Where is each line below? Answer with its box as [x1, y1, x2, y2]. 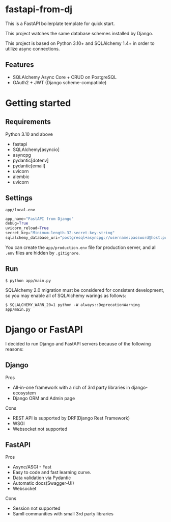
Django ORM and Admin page [12, 395, 75, 401]
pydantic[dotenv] [12, 157, 49, 163]
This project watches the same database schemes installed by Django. [5, 30, 154, 36]
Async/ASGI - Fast [12, 464, 52, 470]
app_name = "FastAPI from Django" [5, 216, 74, 221]
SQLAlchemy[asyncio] [12, 146, 60, 153]
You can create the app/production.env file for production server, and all [5, 244, 157, 251]
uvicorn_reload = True [5, 226, 49, 231]
